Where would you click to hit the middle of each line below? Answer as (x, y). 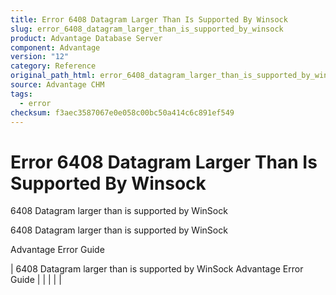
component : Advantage (55, 47)
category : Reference (53, 66)
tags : (21, 94)
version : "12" (40, 57)
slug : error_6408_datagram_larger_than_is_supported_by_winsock (147, 29)
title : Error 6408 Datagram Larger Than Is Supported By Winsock (149, 19)
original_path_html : (53, 76)
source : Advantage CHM (57, 85)
